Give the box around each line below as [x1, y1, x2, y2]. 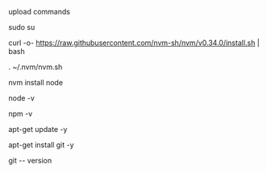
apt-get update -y [8, 125, 68, 134]
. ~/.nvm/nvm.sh [8, 62, 63, 72]
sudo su [8, 23, 35, 31]
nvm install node [8, 78, 63, 87]
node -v [8, 93, 35, 103]
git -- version [8, 156, 52, 165]
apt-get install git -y [8, 140, 74, 150]
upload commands [8, 7, 71, 16]
